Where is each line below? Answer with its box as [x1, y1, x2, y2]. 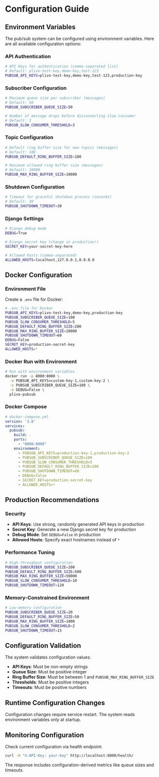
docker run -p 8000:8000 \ [5, 374, 60, 379]
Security [5, 510, 26, 517]
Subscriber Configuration [5, 84, 67, 91]
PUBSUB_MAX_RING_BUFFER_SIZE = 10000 [5, 172, 77, 177]
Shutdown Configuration [5, 184, 65, 190]
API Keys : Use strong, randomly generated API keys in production [12, 521, 144, 527]
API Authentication [5, 53, 51, 59]
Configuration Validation [5, 641, 81, 649]
